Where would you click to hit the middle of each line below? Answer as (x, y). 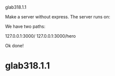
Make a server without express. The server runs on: (57, 17)
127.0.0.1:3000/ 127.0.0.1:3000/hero (40, 36)
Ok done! (14, 46)
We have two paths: (25, 26)
